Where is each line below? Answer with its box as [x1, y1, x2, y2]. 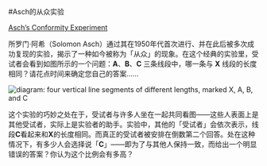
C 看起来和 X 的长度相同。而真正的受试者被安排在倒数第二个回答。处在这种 [15, 129, 256, 139]
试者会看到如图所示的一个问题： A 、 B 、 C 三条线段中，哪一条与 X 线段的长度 [8, 59, 257, 68]
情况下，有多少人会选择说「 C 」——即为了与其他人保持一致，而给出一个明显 [8, 140, 257, 149]
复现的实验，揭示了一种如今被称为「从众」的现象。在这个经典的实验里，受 [14, 49, 259, 58]
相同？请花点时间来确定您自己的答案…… [8, 69, 139, 78]
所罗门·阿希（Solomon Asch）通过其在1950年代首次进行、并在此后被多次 [8, 39, 248, 48]
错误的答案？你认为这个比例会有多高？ [8, 149, 133, 159]
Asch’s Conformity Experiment [8, 23, 108, 32]
